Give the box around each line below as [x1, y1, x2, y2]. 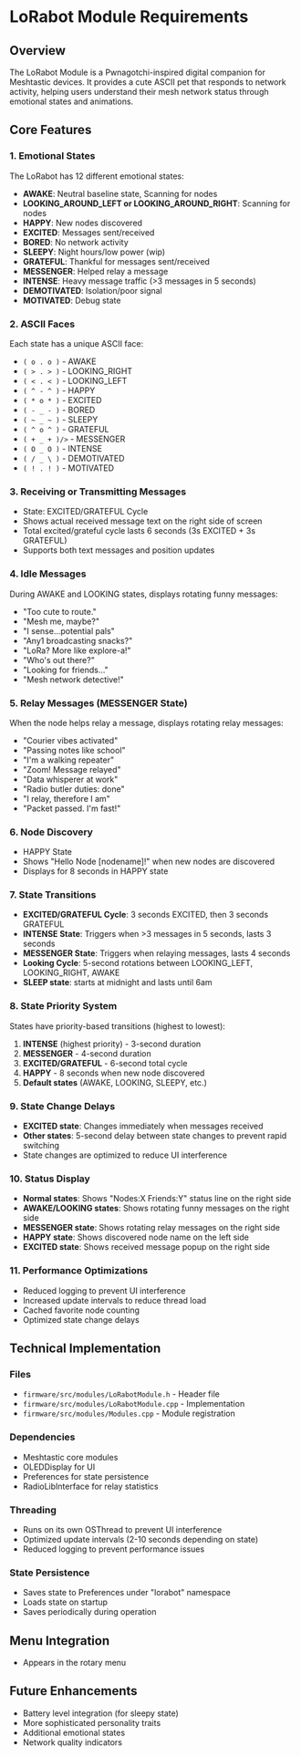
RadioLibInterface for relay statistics [22, 1481, 159, 1492]
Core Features [9, 122, 92, 138]
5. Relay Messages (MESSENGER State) [9, 696, 189, 709]
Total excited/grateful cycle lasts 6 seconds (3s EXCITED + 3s [22, 525, 256, 536]
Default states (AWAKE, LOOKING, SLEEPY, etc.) [22, 1076, 208, 1087]
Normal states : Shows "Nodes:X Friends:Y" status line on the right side [22, 1193, 292, 1204]
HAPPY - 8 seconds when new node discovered [22, 1067, 205, 1078]
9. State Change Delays [9, 1099, 116, 1112]
